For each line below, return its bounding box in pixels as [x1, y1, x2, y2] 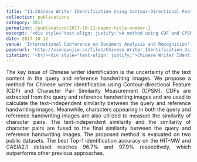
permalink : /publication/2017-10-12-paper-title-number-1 [6, 25, 151, 31]
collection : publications [6, 14, 69, 20]
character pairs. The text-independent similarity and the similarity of [6, 118, 191, 125]
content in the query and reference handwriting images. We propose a [6, 75, 191, 82]
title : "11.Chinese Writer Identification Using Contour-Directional [6, 8, 180, 15]
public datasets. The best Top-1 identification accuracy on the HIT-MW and [6, 137, 191, 144]
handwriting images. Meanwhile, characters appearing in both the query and [6, 106, 191, 113]
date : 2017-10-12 [6, 36, 49, 42]
